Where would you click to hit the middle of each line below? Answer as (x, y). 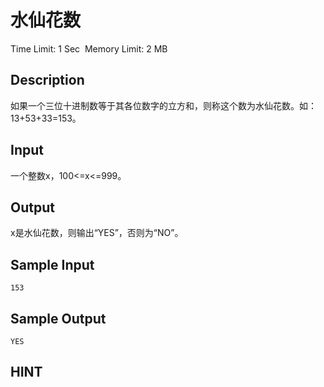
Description (47, 80)
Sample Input (52, 264)
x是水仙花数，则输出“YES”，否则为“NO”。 (97, 233)
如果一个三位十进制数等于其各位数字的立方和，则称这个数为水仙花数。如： (163, 105)
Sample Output (58, 318)
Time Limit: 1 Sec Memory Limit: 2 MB (89, 48)
